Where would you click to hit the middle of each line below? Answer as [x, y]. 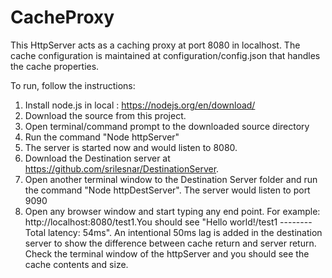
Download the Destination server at [97, 158]
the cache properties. [55, 66]
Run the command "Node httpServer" [102, 137]
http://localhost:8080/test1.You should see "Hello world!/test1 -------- [168, 222]
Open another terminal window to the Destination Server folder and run [171, 179]
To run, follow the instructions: [73, 85]
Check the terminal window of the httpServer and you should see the [167, 253]
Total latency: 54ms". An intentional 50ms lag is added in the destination [173, 232]
